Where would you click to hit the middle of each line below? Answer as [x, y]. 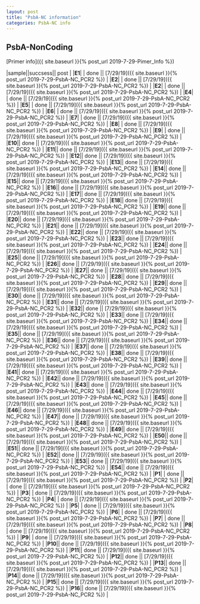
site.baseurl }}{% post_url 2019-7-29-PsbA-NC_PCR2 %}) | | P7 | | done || [96, 518]
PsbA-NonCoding [40, 47]
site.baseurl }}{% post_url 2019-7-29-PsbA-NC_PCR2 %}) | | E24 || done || [97, 245]
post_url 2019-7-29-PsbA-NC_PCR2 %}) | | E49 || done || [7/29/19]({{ [90, 429]
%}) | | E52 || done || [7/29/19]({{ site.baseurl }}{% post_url [103, 455]
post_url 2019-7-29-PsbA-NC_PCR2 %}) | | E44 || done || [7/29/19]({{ [90, 391]
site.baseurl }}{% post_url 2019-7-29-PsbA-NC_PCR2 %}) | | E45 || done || [97, 397]
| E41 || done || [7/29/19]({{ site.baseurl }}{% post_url [70, 372]
